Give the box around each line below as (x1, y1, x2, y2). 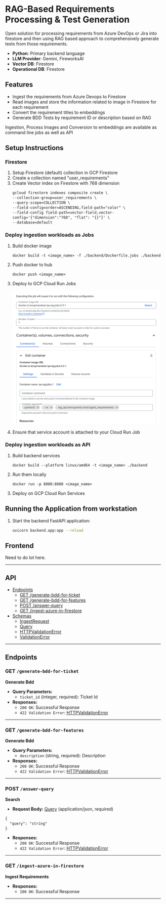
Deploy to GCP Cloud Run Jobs (12, 280, 76, 286)
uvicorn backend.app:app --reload (12, 528, 83, 533)
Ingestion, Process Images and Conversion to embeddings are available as (5, 124, 157, 130)
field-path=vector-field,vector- (45, 210, 115, 215)
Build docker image (12, 243, 52, 249)
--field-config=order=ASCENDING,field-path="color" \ (12, 205, 125, 211)
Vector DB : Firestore (12, 61, 54, 67)
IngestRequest (19, 618, 49, 624)
